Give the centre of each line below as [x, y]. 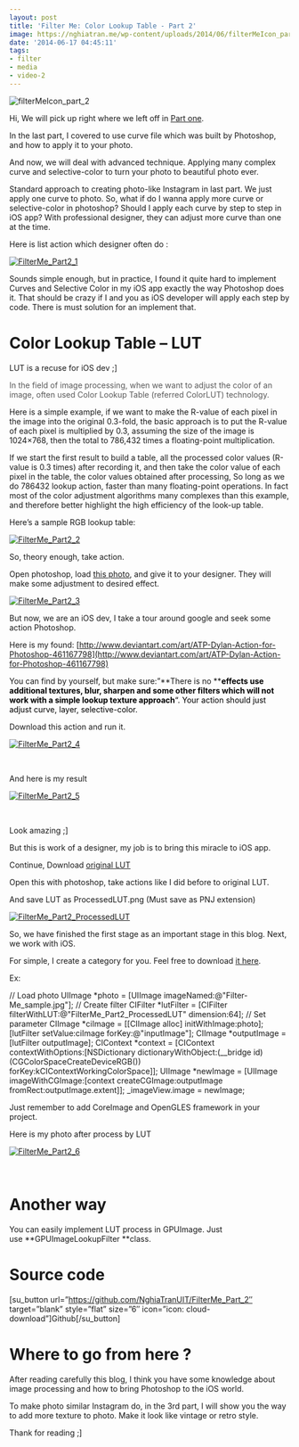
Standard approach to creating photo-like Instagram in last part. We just [141, 189]
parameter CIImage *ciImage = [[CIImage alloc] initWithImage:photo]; [137, 1024]
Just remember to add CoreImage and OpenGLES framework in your [135, 1107]
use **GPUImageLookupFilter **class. [80, 1238]
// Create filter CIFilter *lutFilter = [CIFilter [151, 1005]
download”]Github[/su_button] [65, 1318]
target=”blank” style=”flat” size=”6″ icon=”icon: [97, 1309]
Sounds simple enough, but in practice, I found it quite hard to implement [143, 278]
